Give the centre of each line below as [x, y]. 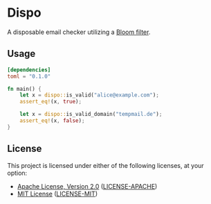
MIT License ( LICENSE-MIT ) [57, 194]
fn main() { [24, 89]
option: [17, 173]
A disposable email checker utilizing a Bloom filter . [79, 32]
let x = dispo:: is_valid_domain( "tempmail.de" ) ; [91, 114]
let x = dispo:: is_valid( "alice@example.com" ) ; [89, 95]
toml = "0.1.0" [29, 76]
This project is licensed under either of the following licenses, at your [105, 165]
